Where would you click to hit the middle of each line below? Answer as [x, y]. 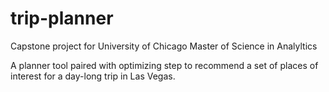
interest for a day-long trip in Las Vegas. [93, 76]
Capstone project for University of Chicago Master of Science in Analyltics [164, 46]
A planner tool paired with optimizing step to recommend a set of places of [164, 65]
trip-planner [62, 18]
